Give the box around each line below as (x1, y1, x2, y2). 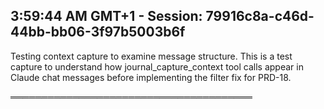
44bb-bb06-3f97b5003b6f (10, 24, 186, 41)
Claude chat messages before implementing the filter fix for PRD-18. (10, 71, 292, 83)
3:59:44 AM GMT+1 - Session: (10, 8, 203, 25)
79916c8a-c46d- (205, 8, 315, 25)
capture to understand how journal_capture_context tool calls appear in (10, 60, 304, 73)
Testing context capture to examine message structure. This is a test (10, 50, 293, 62)
